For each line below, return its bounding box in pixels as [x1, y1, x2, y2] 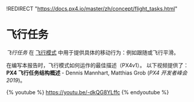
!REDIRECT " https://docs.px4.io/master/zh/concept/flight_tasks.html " [6, 5, 178, 12]
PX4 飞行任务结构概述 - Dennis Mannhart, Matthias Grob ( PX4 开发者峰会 [6, 69, 187, 76]
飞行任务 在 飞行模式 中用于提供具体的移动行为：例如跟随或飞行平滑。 [6, 49, 179, 56]
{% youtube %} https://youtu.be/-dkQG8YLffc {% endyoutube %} [6, 88, 169, 95]
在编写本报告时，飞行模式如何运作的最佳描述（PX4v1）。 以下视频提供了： [6, 61, 189, 68]
